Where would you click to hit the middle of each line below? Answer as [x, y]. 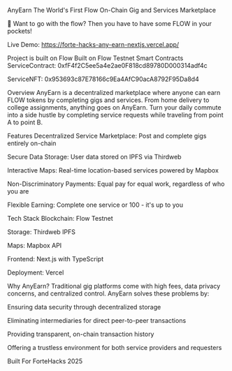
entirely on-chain [32, 143]
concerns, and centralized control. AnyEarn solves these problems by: [108, 293]
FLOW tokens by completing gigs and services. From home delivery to [108, 100]
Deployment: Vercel [36, 272]
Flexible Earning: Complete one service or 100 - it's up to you [95, 205]
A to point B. [25, 122]
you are [18, 191]
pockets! [20, 31]
